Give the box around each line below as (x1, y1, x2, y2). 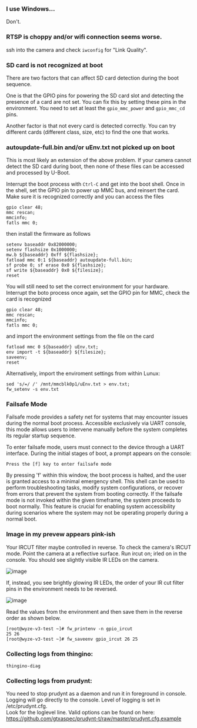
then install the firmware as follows (6, 230, 91, 238)
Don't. (6, 18, 21, 25)
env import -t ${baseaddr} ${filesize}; (6, 350, 107, 355)
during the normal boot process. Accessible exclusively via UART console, (6, 420, 186, 427)
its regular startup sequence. (6, 432, 76, 439)
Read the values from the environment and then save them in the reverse (6, 608, 183, 615)
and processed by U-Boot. (6, 169, 71, 176)
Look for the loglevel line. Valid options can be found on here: (6, 709, 155, 716)
